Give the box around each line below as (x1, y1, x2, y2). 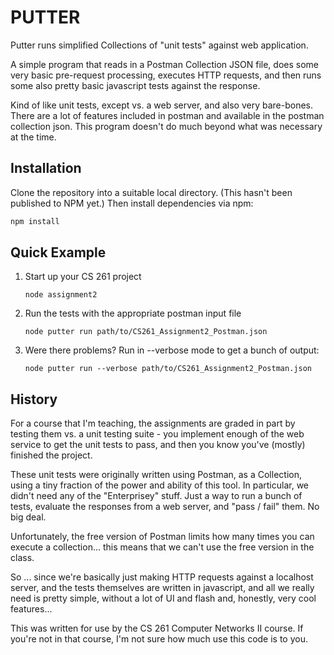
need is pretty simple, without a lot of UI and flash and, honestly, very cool (10, 592, 317, 605)
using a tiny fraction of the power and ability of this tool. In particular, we (10, 479, 309, 491)
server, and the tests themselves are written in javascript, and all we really (10, 582, 315, 594)
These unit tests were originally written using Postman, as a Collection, (10, 469, 302, 481)
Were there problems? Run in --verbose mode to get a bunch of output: (24, 344, 320, 356)
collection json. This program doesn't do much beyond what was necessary (10, 120, 323, 132)
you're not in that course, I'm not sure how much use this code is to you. (10, 633, 309, 645)
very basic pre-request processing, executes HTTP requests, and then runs (10, 69, 322, 81)
